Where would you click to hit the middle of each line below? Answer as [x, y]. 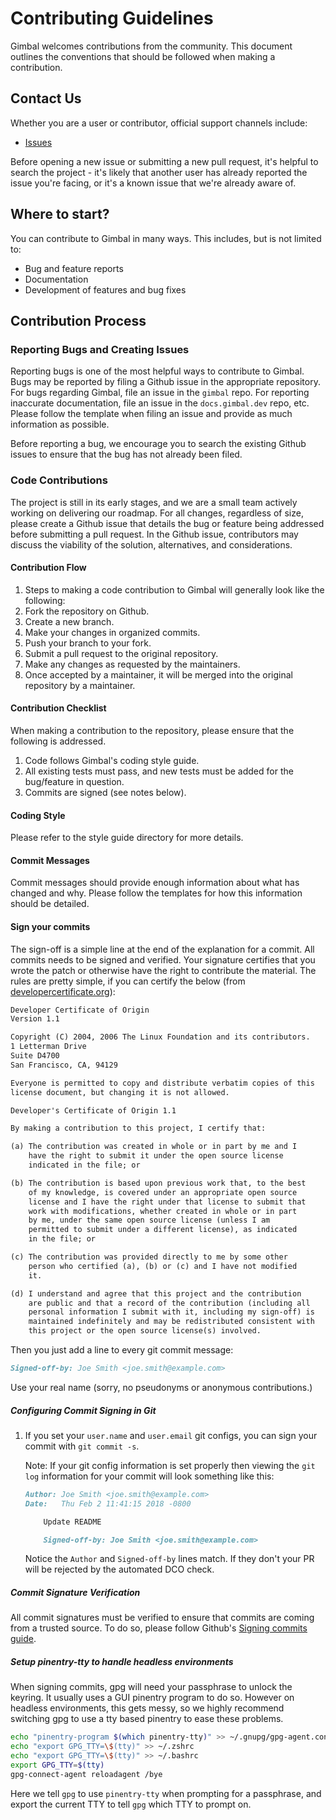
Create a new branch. [69, 621]
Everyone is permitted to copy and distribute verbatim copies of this [162, 1083]
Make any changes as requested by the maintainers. [132, 664]
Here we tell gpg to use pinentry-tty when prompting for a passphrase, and [166, 1793]
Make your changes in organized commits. [112, 632]
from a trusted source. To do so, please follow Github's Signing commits [159, 1628]
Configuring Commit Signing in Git [83, 1410]
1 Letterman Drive [48, 1047]
